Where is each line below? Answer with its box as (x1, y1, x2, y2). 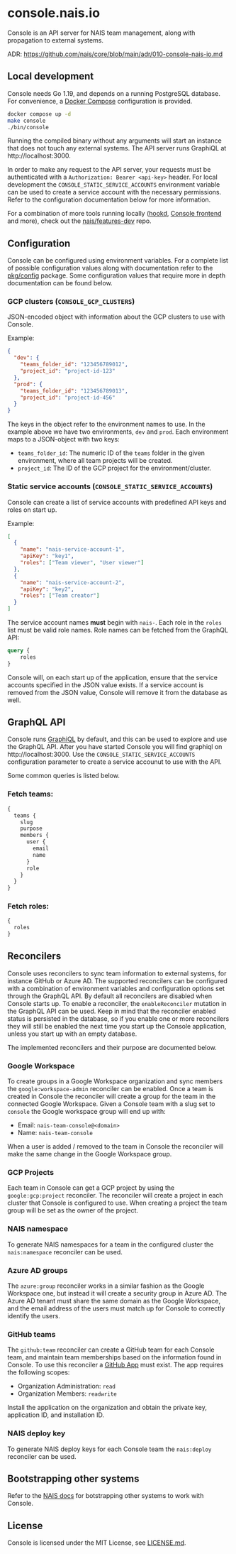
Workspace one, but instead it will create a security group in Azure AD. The (7, 1289, 227, 1298)
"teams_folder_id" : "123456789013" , (20, 387, 129, 395)
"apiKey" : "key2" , (20, 586, 74, 593)
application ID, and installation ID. (7, 1411, 105, 1419)
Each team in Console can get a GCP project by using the (7, 1183, 175, 1192)
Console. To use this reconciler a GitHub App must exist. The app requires (7, 1361, 224, 1369)
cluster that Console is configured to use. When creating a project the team (7, 1198, 227, 1208)
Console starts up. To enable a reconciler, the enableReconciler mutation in (7, 999, 227, 1007)
